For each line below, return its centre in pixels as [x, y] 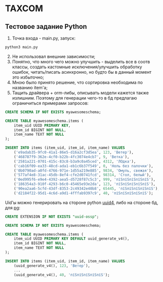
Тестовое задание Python [46, 27]
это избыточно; [28, 77]
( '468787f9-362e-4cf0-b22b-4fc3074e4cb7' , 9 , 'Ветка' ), [72, 157]
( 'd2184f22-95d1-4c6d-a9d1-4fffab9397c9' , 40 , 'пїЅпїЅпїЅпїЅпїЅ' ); [83, 193]
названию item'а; [30, 87]
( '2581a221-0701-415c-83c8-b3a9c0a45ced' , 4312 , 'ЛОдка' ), [75, 161]
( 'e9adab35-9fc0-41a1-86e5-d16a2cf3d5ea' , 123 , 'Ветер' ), [74, 152]
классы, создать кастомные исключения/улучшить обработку [77, 67]
